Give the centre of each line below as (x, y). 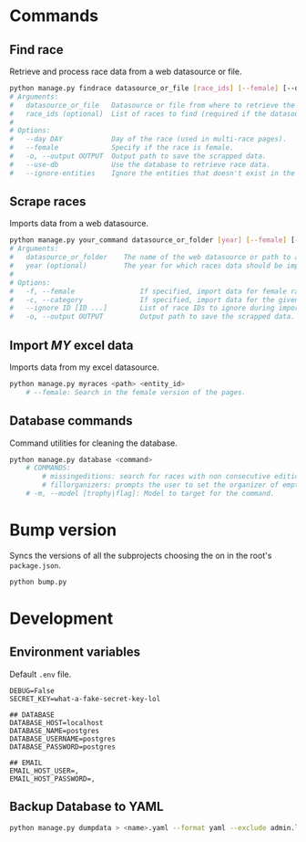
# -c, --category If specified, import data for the (142, 300)
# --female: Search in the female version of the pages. (136, 392)
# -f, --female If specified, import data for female (148, 291)
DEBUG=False (32, 690)
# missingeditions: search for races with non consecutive (157, 477)
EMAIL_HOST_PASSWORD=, (52, 779)
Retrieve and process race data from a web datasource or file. (126, 71)
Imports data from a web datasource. (79, 224)
